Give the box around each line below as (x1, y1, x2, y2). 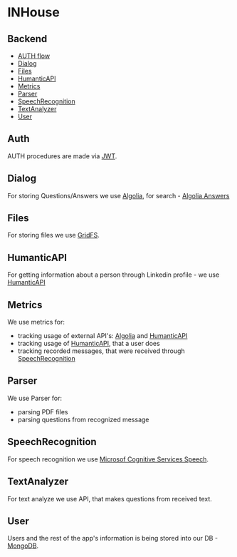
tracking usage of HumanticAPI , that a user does (17, 339, 160, 348)
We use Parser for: (7, 394, 63, 402)
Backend (7, 33, 48, 45)
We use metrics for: (7, 318, 65, 327)
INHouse (7, 4, 60, 21)
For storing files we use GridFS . (7, 231, 100, 240)
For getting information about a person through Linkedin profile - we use (7, 270, 220, 279)
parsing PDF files (17, 407, 68, 416)
